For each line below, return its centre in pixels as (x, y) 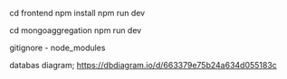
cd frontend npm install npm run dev (77, 13)
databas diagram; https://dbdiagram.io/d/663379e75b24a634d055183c (143, 65)
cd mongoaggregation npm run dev (76, 30)
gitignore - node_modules (57, 48)
